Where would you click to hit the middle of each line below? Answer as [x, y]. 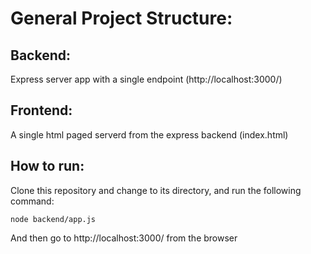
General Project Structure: [121, 18]
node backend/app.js [53, 219]
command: [32, 201]
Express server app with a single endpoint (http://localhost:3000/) [146, 79]
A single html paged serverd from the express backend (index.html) [149, 134]
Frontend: [41, 110]
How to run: [47, 166]
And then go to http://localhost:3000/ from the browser [124, 238]
